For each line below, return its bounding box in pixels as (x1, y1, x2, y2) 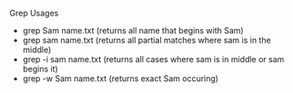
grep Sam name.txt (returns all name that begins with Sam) (22, 25, 244, 35)
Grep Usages (9, 8, 59, 18)
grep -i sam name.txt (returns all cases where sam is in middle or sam (22, 54, 285, 64)
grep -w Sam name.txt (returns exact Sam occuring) (22, 73, 219, 84)
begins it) (22, 63, 59, 74)
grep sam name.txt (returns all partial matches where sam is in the (22, 35, 271, 45)
